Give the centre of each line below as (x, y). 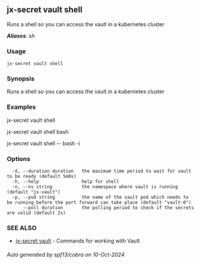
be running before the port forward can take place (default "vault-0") (99, 202)
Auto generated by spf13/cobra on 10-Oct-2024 (66, 254)
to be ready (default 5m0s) (42, 176)
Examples (21, 107)
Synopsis (21, 79)
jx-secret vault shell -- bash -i (43, 143)
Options (19, 159)
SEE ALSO (22, 228)
